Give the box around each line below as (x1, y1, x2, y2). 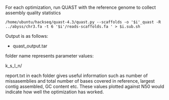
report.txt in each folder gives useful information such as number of (5, 72, 148, 79)
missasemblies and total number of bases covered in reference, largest (5, 78, 155, 84)
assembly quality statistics (5, 10, 61, 16)
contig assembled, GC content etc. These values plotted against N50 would (5, 84, 164, 89)
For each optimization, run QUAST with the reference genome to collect (5, 5, 156, 10)
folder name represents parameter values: (5, 53, 94, 59)
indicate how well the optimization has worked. (5, 89, 104, 95)
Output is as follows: (5, 33, 49, 39)
